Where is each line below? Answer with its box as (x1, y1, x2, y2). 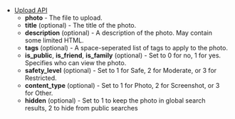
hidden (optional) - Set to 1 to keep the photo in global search (24, 96, 206, 105)
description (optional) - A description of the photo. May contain (24, 28, 212, 37)
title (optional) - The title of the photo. (24, 21, 137, 29)
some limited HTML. (24, 36, 84, 45)
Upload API (14, 6, 48, 14)
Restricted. (24, 74, 57, 82)
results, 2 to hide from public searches (24, 104, 138, 112)
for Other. (24, 89, 53, 97)
